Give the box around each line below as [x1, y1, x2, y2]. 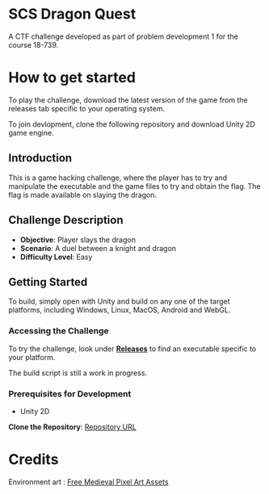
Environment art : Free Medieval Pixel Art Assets [8, 477, 169, 487]
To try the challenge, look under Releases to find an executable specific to [8, 344, 257, 354]
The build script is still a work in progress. [8, 368, 148, 378]
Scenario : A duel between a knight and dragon [19, 243, 176, 253]
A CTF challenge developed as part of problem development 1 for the [8, 31, 238, 41]
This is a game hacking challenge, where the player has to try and [8, 173, 228, 182]
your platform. [8, 352, 56, 362]
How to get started [8, 69, 136, 87]
